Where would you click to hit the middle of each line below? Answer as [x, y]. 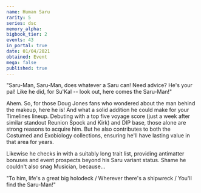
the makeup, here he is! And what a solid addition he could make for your [98, 110]
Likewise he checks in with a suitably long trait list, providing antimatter [95, 154]
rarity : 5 [19, 18]
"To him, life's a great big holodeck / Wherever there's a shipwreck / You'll [99, 178]
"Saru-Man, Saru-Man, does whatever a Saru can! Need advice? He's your [100, 85]
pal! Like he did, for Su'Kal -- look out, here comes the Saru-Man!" [89, 92]
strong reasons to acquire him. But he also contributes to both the [89, 129]
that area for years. [30, 142]
